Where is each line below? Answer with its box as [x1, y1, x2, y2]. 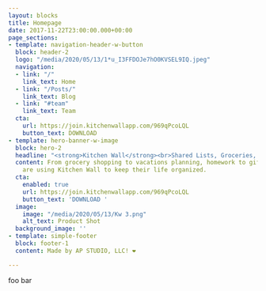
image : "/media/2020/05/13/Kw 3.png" [22, 210, 147, 218]
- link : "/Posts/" [15, 85, 77, 93]
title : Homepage [8, 19, 62, 27]
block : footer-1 [15, 240, 69, 248]
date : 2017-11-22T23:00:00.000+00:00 [8, 26, 133, 34]
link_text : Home [22, 77, 77, 85]
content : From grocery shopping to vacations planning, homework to [15, 159, 246, 167]
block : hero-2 [15, 144, 62, 152]
